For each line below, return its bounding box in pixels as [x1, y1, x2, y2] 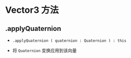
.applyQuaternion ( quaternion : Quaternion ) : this [12, 38, 127, 43]
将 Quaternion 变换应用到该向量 [12, 48, 77, 53]
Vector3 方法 [5, 4, 59, 16]
